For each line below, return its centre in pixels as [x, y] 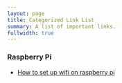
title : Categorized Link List [51, 20]
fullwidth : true [31, 33]
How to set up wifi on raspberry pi [66, 72]
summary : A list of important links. [62, 26]
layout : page [26, 13]
